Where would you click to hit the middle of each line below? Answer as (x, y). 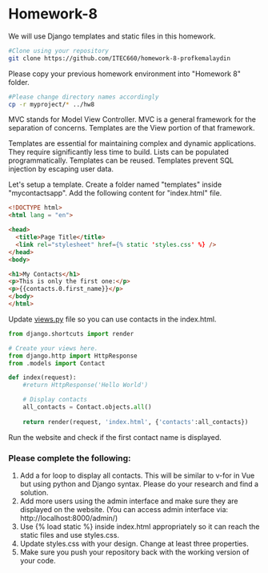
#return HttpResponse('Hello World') (86, 385)
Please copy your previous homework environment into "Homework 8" (125, 74)
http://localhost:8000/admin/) (69, 518)
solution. (34, 492)
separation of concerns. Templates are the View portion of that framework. (132, 128)
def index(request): (43, 377)
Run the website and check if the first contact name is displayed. (115, 437)
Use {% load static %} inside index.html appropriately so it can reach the (140, 527)
